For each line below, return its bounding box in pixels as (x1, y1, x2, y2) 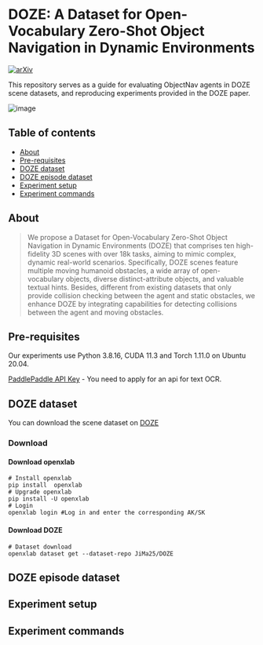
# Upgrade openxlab (8, 488, 72, 496)
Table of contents (8, 126, 96, 140)
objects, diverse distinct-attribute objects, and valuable (65, 274, 244, 283)
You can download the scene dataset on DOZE (8, 418, 159, 428)
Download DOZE (8, 525, 63, 534)
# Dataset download (8, 543, 72, 551)
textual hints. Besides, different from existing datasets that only (27, 282, 232, 292)
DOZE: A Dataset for (8, 5, 143, 24)
